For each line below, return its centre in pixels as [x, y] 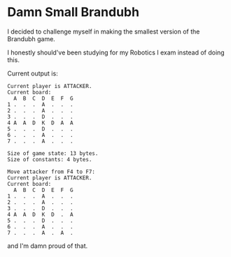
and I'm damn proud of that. [48, 246]
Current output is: [33, 73]
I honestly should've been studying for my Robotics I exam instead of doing [116, 52]
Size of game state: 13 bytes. [53, 153]
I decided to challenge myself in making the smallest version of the [104, 31]
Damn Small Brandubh [73, 12]
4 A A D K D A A [40, 123]
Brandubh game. [31, 38]
